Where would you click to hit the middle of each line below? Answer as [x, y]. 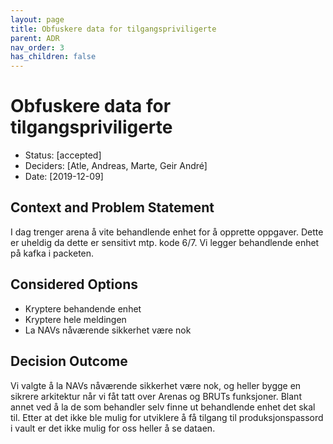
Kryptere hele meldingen [75, 319]
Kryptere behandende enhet [83, 308]
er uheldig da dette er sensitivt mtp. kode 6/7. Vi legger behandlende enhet [165, 242]
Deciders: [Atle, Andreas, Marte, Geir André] [116, 166]
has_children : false [53, 57]
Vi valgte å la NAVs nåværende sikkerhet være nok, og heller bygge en [156, 385]
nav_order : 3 [37, 47]
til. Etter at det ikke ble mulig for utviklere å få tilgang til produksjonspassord [167, 417]
